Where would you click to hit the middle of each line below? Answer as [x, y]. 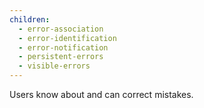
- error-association [61, 29]
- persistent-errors [61, 57]
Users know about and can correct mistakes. [101, 94]
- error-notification [63, 47]
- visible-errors [54, 66]
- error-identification [67, 38]
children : [30, 19]
